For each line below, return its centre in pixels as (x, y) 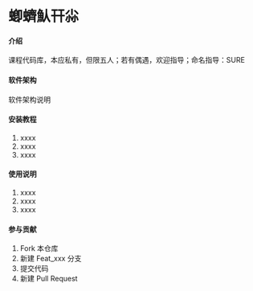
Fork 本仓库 (39, 248)
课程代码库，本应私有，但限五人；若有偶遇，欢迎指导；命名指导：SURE (126, 60)
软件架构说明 (29, 99)
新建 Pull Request (49, 279)
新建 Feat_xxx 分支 (51, 259)
